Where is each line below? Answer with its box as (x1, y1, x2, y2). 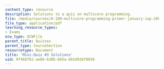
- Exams (5, 30, 21, 34)
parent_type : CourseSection (5, 43, 62, 48)
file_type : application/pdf (5, 20, 62, 26)
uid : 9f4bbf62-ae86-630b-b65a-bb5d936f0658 (5, 57, 95, 62)
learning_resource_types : (5, 25, 58, 30)
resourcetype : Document (5, 48, 54, 52)
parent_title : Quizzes (5, 39, 51, 44)
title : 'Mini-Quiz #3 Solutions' (5, 52, 73, 57)
